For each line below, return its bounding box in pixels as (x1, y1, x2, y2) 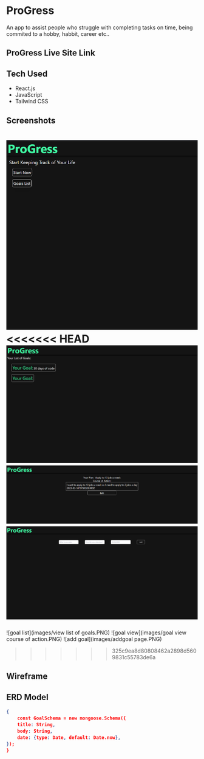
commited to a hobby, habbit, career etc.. (6, 30, 110, 37)
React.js (15, 85, 36, 92)
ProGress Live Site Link (6, 48, 95, 58)
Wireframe (6, 671, 48, 682)
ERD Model (6, 691, 49, 702)
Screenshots (6, 115, 56, 125)
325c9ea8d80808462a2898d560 (112, 647, 197, 654)
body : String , (17, 728, 53, 734)
